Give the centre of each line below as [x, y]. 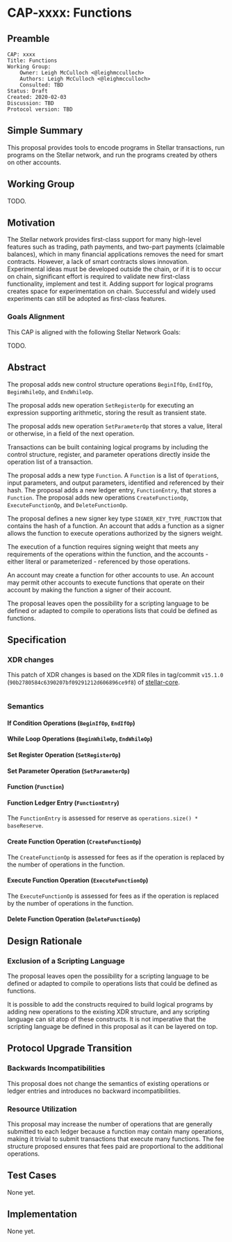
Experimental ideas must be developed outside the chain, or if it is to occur [114, 269]
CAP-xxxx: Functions [69, 13]
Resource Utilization [42, 1109]
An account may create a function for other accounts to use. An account [111, 575]
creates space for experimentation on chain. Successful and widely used [111, 291]
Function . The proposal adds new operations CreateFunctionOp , [98, 497]
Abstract [27, 367]
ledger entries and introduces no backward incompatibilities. [94, 1091]
